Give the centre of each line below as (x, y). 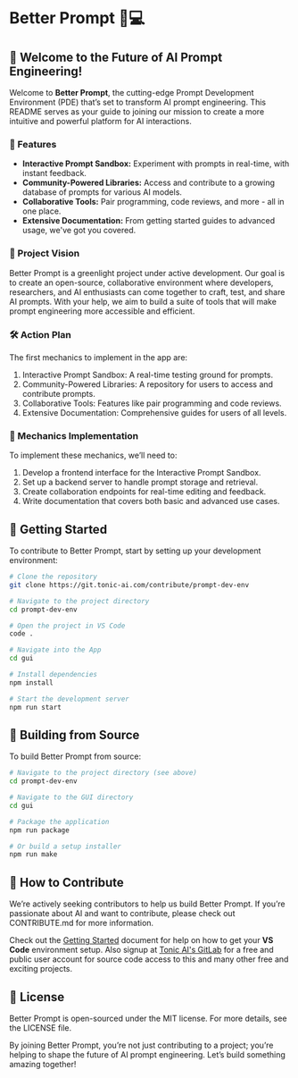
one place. (41, 211)
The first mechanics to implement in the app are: (99, 357)
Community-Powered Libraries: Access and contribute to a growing (148, 183)
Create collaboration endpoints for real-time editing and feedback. (144, 492)
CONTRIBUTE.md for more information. (82, 923)
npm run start (36, 707)
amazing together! (43, 1064)
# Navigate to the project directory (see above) (103, 773)
